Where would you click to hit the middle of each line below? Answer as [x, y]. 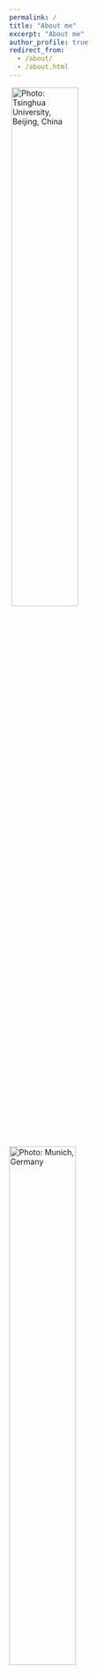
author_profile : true [49, 42]
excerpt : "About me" [47, 34]
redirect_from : [37, 51]
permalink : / [33, 17]
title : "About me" [43, 26]
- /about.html [43, 67]
